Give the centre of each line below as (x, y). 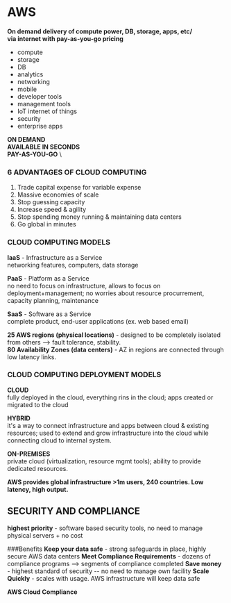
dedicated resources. (37, 468)
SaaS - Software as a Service (49, 314)
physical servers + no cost (45, 535)
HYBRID (19, 418)
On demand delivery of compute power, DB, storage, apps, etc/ (100, 31)
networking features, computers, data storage (73, 265)
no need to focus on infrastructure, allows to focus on (84, 286)
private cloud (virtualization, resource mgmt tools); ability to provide (104, 461)
